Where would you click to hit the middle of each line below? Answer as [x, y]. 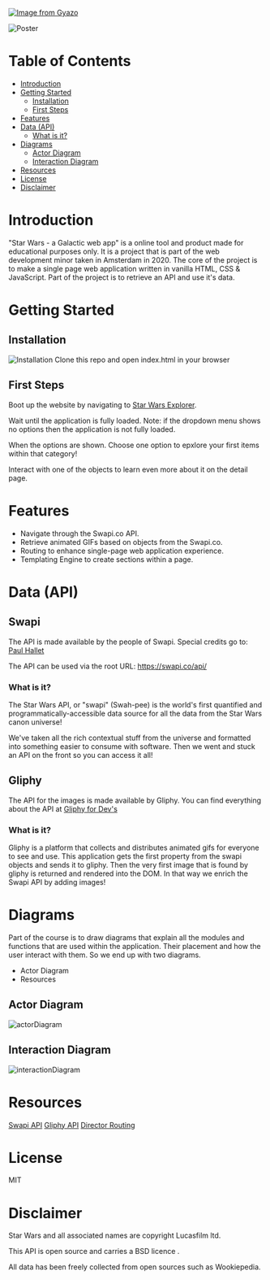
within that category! [43, 453]
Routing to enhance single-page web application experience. [122, 551]
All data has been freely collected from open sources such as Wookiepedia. [135, 1267]
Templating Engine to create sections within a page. [107, 559]
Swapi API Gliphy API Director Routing [72, 1125]
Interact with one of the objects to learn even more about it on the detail [129, 469]
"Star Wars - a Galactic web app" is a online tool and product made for [126, 242]
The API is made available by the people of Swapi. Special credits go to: [129, 642]
